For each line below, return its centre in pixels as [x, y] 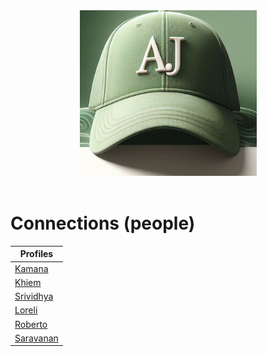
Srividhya [34, 296]
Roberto [31, 324]
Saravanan [36, 338]
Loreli [26, 310]
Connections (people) [103, 223]
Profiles [36, 254]
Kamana [31, 268]
